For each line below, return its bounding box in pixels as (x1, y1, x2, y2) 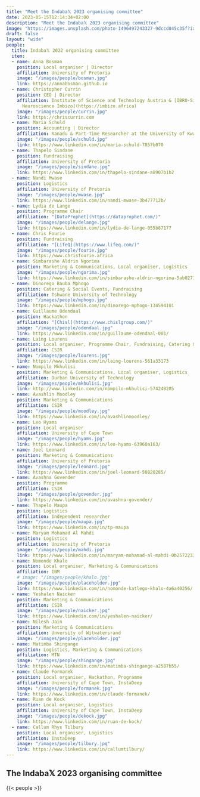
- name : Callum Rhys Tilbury (11, 724, 84, 730)
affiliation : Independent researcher (17, 514, 111, 520)
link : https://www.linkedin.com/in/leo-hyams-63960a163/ (17, 441, 161, 447)
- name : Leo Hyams (11, 419, 58, 425)
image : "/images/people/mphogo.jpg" (17, 297, 108, 303)
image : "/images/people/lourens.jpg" (17, 353, 111, 359)
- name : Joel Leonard (11, 447, 65, 453)
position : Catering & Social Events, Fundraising (17, 286, 143, 292)
